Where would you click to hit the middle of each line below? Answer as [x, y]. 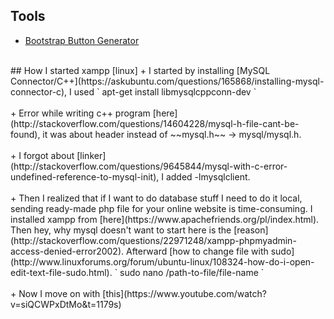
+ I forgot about [42, 155]
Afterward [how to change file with [197, 251]
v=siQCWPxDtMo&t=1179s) [66, 304]
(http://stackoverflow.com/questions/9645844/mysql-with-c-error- [149, 166]
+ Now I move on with [55, 293]
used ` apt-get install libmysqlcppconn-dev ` [165, 91]
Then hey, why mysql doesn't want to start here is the [121, 230]
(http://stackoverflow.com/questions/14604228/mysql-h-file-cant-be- [155, 123]
